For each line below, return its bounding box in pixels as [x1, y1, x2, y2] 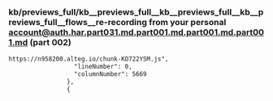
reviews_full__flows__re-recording [8, 16, 148, 27]
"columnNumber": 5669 [73, 70, 148, 78]
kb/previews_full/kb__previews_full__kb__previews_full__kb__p [8, 6, 264, 18]
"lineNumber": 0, [73, 63, 132, 71]
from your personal [149, 16, 227, 27]
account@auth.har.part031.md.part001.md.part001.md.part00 [8, 27, 265, 38]
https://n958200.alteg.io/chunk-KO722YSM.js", [8, 55, 169, 63]
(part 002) [29, 36, 71, 48]
